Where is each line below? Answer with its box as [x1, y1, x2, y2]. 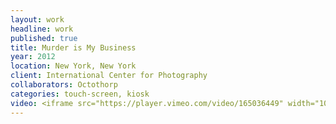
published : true [10, 33, 78, 43]
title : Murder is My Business [10, 42, 137, 53]
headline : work [10, 24, 74, 34]
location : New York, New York [10, 61, 137, 71]
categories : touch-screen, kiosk [10, 89, 150, 99]
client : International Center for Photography [10, 71, 208, 81]
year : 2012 [10, 52, 56, 62]
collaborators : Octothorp [10, 80, 118, 90]
